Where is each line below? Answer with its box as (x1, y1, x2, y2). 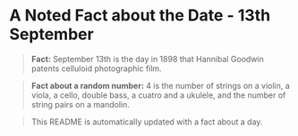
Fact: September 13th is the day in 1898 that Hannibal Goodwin (30, 53, 264, 64)
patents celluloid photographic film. (30, 63, 163, 74)
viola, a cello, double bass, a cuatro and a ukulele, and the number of (30, 90, 286, 100)
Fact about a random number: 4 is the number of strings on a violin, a (30, 80, 291, 91)
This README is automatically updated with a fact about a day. (30, 116, 263, 127)
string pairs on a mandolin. (30, 99, 130, 109)
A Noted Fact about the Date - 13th (9, 5, 271, 26)
